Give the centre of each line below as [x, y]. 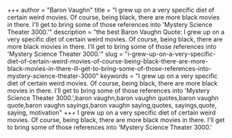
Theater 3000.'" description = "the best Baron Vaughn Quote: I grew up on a [116, 32]
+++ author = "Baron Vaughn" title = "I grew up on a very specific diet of [111, 10]
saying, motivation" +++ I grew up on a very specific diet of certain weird [111, 112]
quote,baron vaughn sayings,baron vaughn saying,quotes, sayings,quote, [112, 105]
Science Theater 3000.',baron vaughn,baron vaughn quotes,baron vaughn [113, 98]
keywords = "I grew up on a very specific [159, 76]
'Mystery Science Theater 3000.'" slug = [65, 54]
